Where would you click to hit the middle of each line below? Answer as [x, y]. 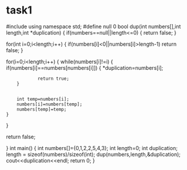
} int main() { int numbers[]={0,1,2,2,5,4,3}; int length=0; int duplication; [92, 148]
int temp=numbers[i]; [43, 99]
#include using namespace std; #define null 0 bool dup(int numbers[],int [93, 26]
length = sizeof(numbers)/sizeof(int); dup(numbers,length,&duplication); [93, 154]
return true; [53, 79]
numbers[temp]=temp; [42, 109]
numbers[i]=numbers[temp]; [50, 104]
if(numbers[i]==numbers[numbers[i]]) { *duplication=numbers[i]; [85, 67]
